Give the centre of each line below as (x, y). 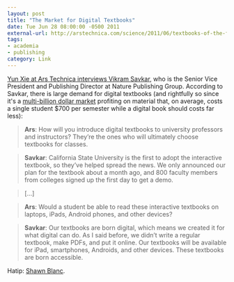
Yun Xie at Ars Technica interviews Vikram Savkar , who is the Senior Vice (112, 79)
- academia (23, 46)
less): (15, 116)
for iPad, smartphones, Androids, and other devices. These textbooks (124, 250)
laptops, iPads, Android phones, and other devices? (98, 214)
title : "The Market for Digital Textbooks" (71, 20)
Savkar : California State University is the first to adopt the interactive (123, 157)
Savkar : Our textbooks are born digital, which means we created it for (124, 228)
